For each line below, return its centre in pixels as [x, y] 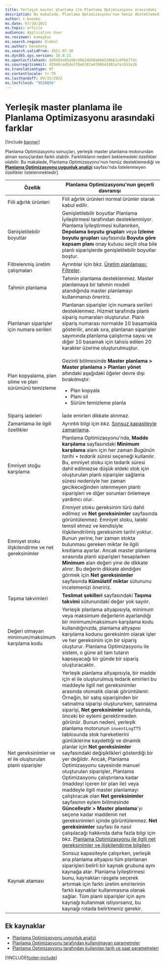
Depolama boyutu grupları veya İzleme [108, 231]
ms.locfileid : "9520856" [30, 83]
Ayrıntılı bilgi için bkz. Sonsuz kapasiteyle [110, 423]
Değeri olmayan [26, 631]
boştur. [70, 256]
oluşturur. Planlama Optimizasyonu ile [106, 646]
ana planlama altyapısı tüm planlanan [105, 859]
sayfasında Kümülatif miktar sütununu [107, 581]
